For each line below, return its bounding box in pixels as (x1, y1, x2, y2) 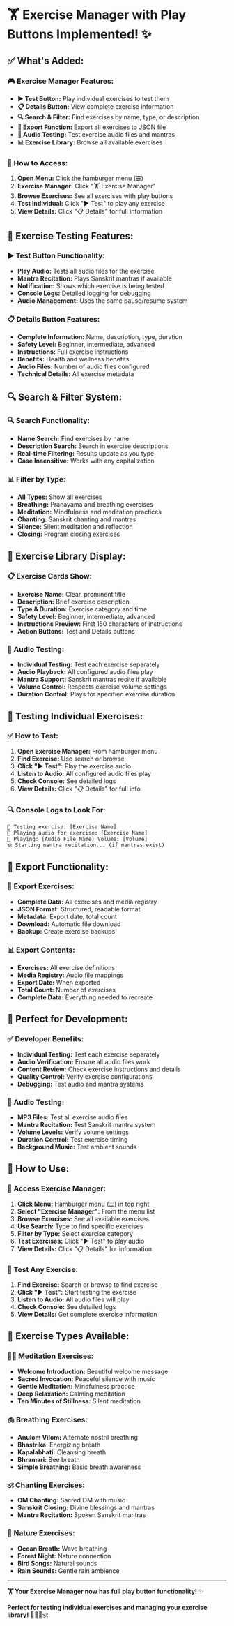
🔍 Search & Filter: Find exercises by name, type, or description (17, 112, 200, 121)
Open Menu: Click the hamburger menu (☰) (17, 174, 144, 183)
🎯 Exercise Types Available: (7, 1330, 130, 1342)
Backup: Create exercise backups (17, 927, 116, 935)
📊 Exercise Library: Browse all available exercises (17, 138, 163, 147)
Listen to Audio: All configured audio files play (17, 769, 152, 777)
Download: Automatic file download (17, 920, 121, 928)
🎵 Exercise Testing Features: (7, 230, 134, 242)
